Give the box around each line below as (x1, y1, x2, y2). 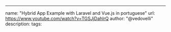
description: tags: (5, 21, 42, 27)
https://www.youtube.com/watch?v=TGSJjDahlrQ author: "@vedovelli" (5, 16, 154, 21)
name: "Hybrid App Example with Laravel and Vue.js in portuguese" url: (5, 10, 155, 16)
